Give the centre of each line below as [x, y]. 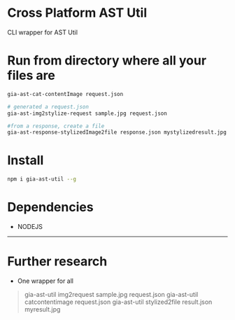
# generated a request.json [48, 106]
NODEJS [30, 227]
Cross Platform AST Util [77, 13]
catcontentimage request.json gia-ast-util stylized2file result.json [118, 302]
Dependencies [50, 207]
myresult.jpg [42, 309]
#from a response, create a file [56, 126]
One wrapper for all [45, 281]
